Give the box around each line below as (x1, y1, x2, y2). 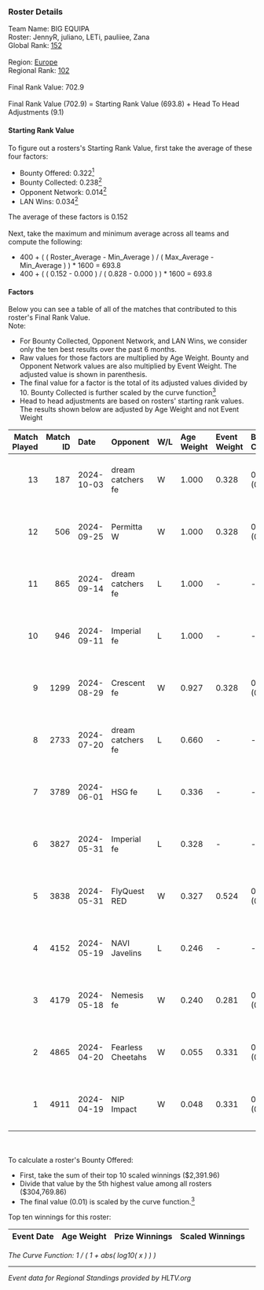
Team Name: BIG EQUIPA (8, 24, 90, 34)
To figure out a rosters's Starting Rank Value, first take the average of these (8, 143, 253, 152)
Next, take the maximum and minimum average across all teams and (8, 229, 229, 238)
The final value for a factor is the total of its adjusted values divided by (19, 378, 247, 387)
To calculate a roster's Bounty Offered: (8, 1155, 134, 1164)
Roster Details (8, 6, 64, 17)
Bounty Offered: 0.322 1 (19, 167, 95, 178)
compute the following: (8, 237, 82, 247)
